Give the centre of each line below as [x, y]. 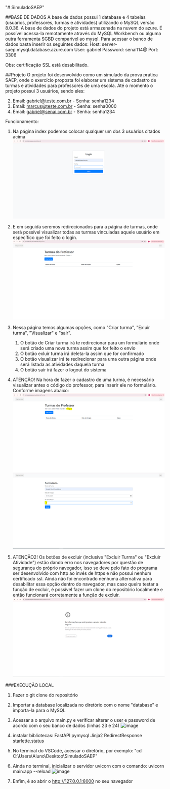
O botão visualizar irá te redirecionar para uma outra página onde [88, 359]
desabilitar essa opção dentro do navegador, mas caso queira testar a [85, 584]
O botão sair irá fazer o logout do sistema [63, 370]
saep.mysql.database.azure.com [39, 50]
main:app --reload [31, 771]
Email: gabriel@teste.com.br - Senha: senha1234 [63, 101]
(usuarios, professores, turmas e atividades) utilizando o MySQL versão [80, 23]
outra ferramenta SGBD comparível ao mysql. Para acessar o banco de [79, 39]
